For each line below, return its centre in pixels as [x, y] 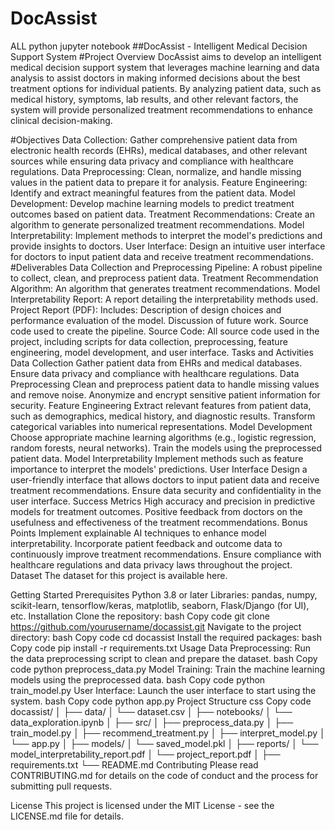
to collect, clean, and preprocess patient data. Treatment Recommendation [164, 278]
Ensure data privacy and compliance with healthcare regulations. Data [155, 373]
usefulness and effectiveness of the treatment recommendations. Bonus [159, 522]
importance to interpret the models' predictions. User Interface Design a [159, 469]
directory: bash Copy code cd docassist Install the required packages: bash [166, 637]
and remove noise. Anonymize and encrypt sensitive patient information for [165, 394]
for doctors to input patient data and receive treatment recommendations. [162, 256]
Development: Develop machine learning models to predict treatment [152, 203]
